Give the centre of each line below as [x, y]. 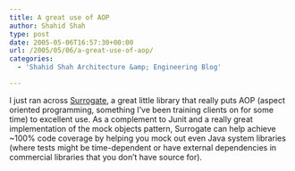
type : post [29, 34]
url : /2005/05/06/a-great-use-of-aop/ [81, 51]
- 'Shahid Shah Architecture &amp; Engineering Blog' [119, 68]
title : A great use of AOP [59, 17]
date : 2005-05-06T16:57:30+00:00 [72, 42]
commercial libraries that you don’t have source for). [106, 157]
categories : [31, 59]
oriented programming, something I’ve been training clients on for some [142, 110]
